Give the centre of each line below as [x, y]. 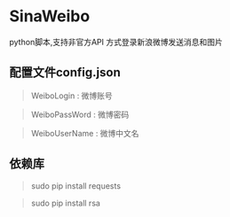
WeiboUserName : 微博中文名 [85, 133]
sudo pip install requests [76, 186]
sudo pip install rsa [65, 203]
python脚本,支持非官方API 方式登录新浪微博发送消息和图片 [116, 42]
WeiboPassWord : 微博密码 [80, 114]
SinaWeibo [50, 16]
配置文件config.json [65, 73]
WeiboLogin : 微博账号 [71, 96]
